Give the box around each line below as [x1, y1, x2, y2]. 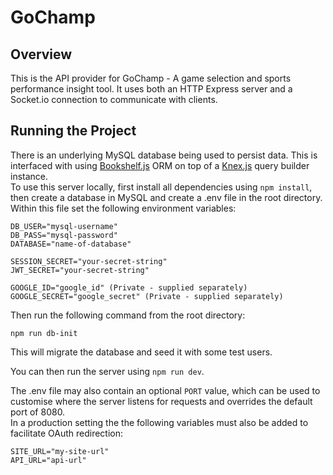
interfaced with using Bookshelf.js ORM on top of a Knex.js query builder [10, 159, 310, 171]
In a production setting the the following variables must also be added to [10, 416, 309, 428]
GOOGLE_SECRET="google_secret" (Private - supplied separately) [10, 291, 284, 301]
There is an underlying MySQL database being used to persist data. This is [10, 149, 318, 161]
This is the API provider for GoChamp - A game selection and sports [10, 72, 292, 84]
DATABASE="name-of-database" [10, 239, 132, 249]
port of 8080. [10, 406, 66, 418]
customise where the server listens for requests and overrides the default [10, 395, 313, 407]
